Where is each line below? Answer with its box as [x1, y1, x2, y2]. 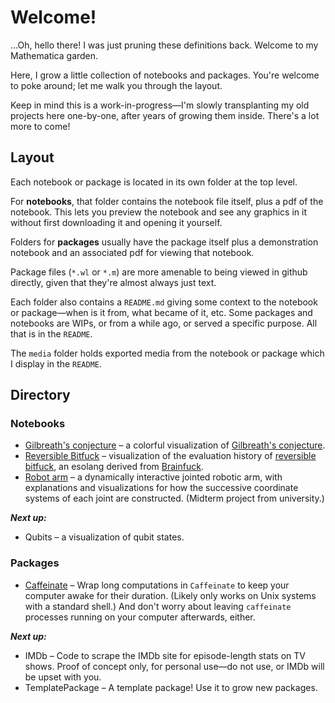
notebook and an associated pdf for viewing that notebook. [10, 246, 255, 258]
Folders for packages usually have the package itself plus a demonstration [10, 236, 319, 248]
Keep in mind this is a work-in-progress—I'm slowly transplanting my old [10, 99, 310, 111]
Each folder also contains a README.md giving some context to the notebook [10, 296, 318, 308]
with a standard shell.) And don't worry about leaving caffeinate [24, 600, 292, 612]
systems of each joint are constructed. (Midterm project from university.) [24, 492, 325, 505]
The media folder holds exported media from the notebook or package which [10, 347, 325, 359]
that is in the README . [10, 327, 93, 340]
